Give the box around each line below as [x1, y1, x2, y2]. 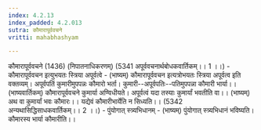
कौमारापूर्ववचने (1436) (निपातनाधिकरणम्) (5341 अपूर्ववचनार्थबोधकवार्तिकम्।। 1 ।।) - [8, 62, 230, 71]
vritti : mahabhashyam [8, 33, 79, 42]
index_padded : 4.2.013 [8, 19, 82, 27]
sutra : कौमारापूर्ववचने [8, 26, 63, 34]
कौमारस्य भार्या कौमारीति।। [8, 114, 76, 124]
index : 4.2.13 [8, 11, 55, 20]
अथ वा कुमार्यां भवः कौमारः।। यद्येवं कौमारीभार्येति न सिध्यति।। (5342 [8, 97, 183, 107]
